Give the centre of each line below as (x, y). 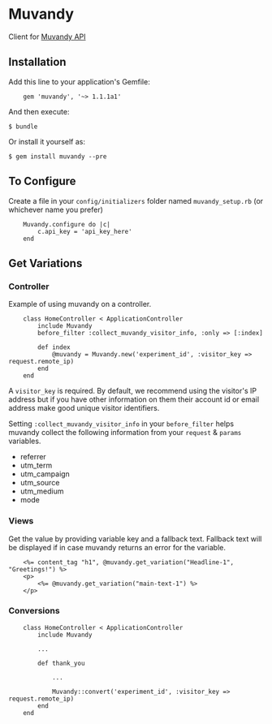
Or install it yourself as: (47, 141)
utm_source (40, 483)
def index (54, 347)
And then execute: (39, 111)
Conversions (34, 611)
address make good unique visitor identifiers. (84, 408)
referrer (33, 457)
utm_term (36, 465)
